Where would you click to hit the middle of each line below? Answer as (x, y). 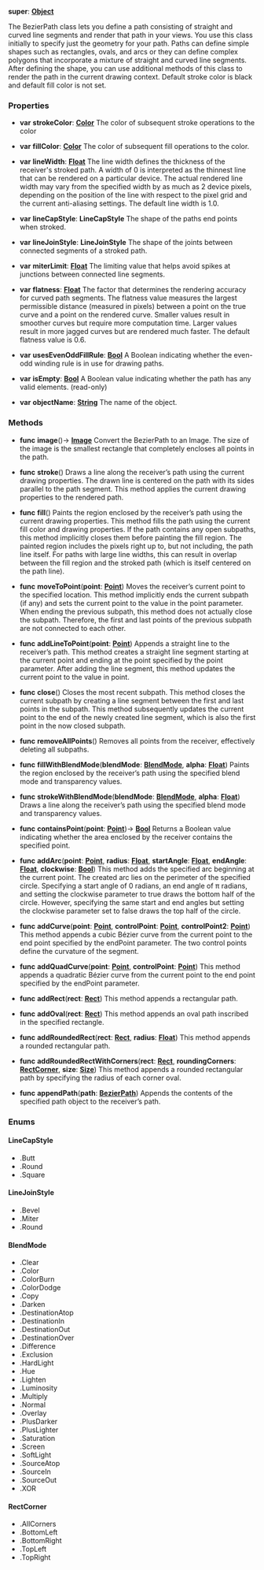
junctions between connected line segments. (92, 274)
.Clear (29, 1263)
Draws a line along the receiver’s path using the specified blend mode (132, 805)
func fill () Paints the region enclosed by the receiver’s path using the (131, 512)
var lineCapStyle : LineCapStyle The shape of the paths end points (128, 219)
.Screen (32, 1447)
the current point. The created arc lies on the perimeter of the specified (135, 877)
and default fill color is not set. (57, 85)
